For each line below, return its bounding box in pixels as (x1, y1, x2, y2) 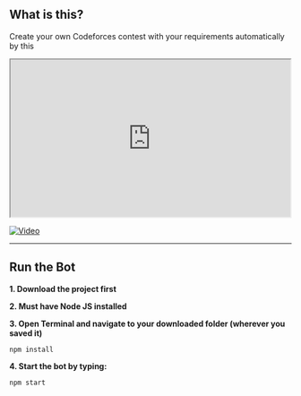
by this (9, 40, 34, 51)
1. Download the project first (9, 283, 116, 294)
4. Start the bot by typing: (9, 360, 107, 371)
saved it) (9, 327, 43, 339)
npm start (9, 378, 47, 387)
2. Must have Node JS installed (9, 300, 127, 312)
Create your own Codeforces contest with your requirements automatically (9, 30, 285, 41)
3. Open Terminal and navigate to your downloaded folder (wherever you (9, 318, 286, 329)
